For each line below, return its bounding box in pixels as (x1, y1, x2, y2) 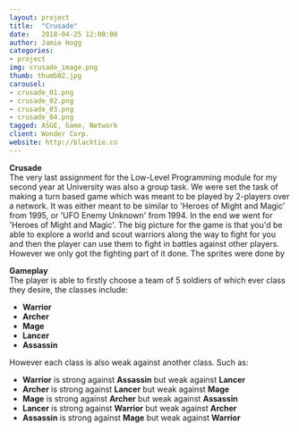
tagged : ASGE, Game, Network (9, 122, 118, 131)
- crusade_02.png (9, 96, 74, 106)
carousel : (9, 80, 47, 89)
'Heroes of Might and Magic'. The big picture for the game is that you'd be (9, 219, 284, 230)
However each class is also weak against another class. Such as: (9, 357, 249, 368)
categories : (9, 47, 54, 55)
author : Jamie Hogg (9, 38, 82, 47)
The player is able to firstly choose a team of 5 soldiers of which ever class (9, 275, 286, 285)
